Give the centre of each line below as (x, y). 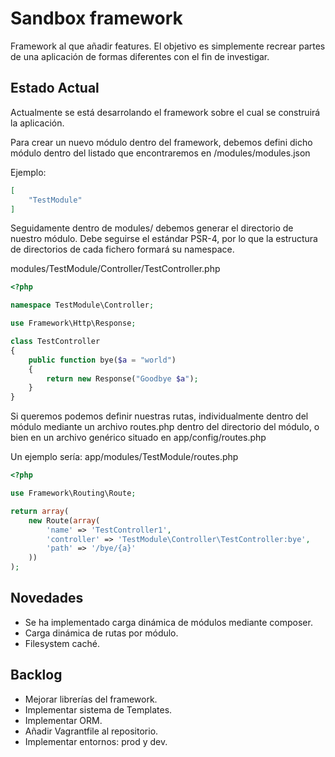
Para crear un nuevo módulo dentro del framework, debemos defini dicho (161, 142)
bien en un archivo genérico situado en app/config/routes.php (138, 438)
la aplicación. (37, 123)
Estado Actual (55, 88)
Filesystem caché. (62, 643)
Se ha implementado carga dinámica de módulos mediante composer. (168, 622)
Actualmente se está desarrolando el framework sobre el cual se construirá (165, 112)
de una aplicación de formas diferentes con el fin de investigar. (140, 56)
